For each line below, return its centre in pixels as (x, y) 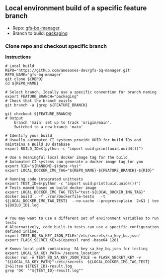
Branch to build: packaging (40, 33)
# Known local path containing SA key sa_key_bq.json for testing (77, 249)
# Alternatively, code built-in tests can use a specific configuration (82, 227)
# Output (14, 118)
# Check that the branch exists (39, 101)
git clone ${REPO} (24, 79)
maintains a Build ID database (38, 144)
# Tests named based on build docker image (51, 188)
